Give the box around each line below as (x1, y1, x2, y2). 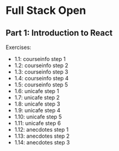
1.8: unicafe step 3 (14, 100, 60, 108)
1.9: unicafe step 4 (14, 107, 61, 114)
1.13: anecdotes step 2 (14, 132, 70, 140)
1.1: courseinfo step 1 (14, 56, 66, 62)
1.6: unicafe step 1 (14, 88, 59, 94)
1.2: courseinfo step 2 (14, 62, 69, 69)
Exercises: (5, 43, 31, 51)
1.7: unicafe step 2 (14, 94, 60, 101)
